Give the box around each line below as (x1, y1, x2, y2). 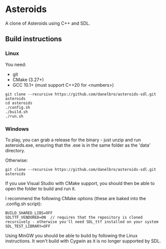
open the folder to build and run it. (5, 185, 76, 192)
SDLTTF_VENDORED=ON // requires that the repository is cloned (5, 215, 143, 220)
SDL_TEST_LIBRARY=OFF (5, 223, 51, 229)
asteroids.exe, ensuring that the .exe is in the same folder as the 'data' (5, 142, 151, 148)
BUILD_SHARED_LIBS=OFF (5, 210, 53, 215)
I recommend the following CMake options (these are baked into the (5, 195, 146, 201)
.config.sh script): (5, 201, 42, 207)
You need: (5, 61, 27, 68)
